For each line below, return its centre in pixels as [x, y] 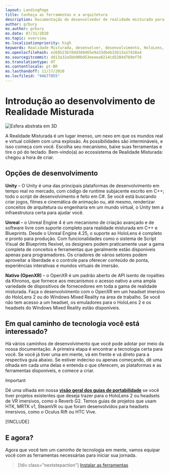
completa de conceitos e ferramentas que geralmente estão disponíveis [80, 249]
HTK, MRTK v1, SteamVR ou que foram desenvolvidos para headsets [77, 407]
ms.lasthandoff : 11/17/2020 [35, 72]
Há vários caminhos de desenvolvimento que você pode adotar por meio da [84, 344]
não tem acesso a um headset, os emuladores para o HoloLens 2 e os [78, 302]
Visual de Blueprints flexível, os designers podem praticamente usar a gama [85, 244]
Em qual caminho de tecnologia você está [72, 324]
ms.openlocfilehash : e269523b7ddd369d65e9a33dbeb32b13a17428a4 [74, 52]
